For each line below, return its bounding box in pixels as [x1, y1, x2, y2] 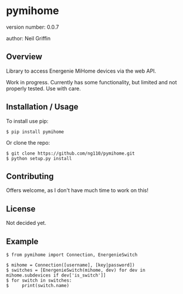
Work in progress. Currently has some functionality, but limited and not [6, 78, 177, 86]
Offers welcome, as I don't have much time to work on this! [6, 187, 148, 194]
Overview [6, 52, 43, 62]
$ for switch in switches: [6, 278, 72, 283]
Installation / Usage [6, 102, 79, 112]
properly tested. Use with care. [6, 85, 81, 92]
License [6, 204, 36, 214]
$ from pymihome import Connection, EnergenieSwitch [6, 252, 138, 258]
